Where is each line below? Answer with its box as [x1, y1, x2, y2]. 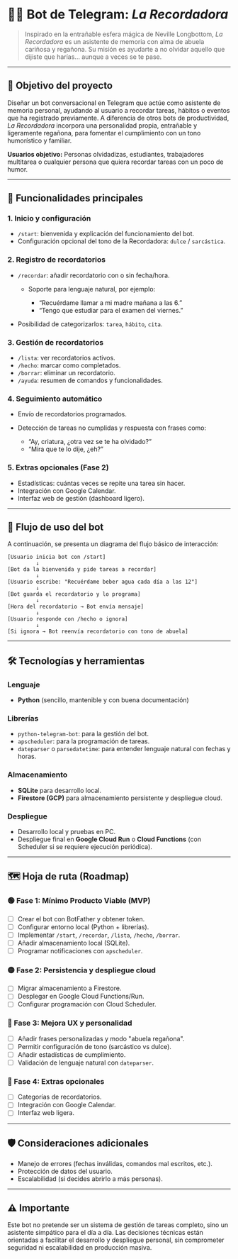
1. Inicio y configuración [7, 213, 91, 223]
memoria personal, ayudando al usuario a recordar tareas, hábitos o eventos [7, 106, 230, 114]
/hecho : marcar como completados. [17, 361, 121, 370]
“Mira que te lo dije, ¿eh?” [28, 445, 104, 453]
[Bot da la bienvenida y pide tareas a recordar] [7, 566, 157, 573]
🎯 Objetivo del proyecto [7, 79, 113, 91]
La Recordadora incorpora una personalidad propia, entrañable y [7, 121, 198, 130]
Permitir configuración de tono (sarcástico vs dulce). [17, 1042, 172, 1050]
